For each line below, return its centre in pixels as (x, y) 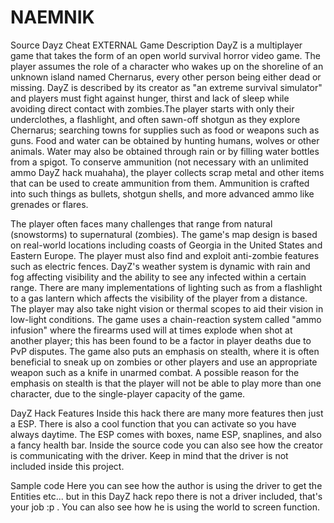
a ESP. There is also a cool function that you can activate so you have (153, 423)
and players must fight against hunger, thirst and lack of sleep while (150, 98)
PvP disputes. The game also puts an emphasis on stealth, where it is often (165, 351)
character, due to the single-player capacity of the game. (128, 393)
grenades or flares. (49, 204)
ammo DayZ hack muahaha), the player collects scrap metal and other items (167, 172)
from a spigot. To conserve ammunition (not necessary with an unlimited (159, 162)
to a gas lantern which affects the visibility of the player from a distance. (159, 298)
